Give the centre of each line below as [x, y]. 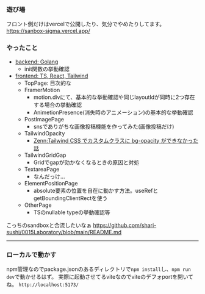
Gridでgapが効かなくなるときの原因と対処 [86, 162]
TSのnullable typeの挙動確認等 [72, 212]
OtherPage [38, 205]
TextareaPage [42, 169]
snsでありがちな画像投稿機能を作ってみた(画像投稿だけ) [104, 126]
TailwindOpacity [45, 133]
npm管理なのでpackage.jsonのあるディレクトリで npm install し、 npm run [99, 269]
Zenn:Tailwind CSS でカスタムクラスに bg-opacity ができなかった [116, 140]
